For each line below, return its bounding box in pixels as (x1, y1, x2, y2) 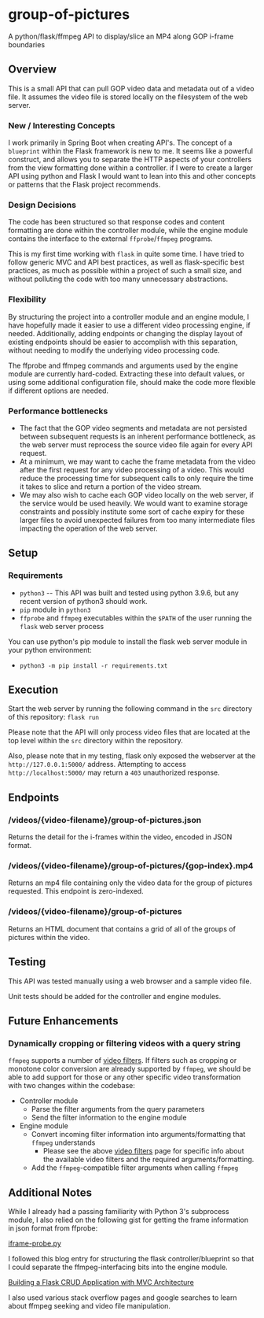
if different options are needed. (8, 386, 108, 395)
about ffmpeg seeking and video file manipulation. (8, 1301, 171, 1311)
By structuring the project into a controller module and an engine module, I (8, 312, 250, 321)
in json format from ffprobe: (8, 1224, 98, 1233)
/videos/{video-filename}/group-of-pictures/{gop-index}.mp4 (8, 861, 254, 872)
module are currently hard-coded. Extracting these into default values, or (8, 368, 245, 379)
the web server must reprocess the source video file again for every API (19, 439, 253, 450)
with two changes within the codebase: (8, 1081, 135, 1090)
